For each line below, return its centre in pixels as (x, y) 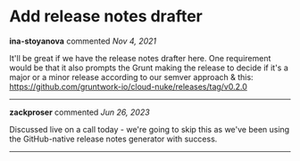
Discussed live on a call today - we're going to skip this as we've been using (150, 129)
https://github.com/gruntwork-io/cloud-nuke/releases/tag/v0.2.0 (129, 86)
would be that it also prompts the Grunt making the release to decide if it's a (149, 68)
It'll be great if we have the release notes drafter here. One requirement (140, 58)
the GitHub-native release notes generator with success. (113, 139)
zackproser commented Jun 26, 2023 (79, 112)
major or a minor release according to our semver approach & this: (131, 76)
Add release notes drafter (106, 16)
